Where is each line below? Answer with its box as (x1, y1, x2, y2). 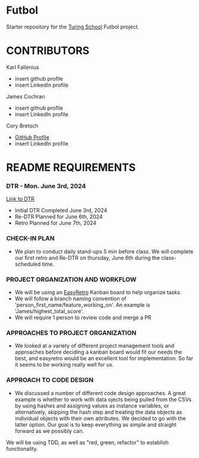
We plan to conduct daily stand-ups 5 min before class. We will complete (14, 247, 194, 255)
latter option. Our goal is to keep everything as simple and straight (14, 421, 177, 428)
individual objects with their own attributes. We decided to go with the (14, 415, 186, 422)
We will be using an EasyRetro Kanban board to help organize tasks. (14, 288, 182, 295)
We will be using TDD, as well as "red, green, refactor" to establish (6, 438, 169, 446)
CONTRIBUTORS (6, 44, 90, 58)
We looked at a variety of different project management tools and (14, 342, 175, 349)
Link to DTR (6, 195, 34, 202)
